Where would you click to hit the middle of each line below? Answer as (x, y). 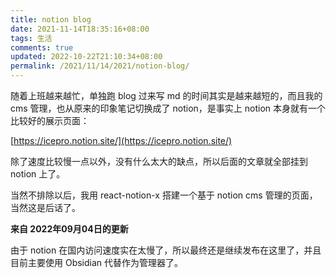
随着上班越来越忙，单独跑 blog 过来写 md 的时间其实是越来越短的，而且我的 (166, 95)
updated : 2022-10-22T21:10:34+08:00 (86, 57)
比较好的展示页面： (50, 120)
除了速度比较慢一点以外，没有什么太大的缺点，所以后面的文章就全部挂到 (159, 161)
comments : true (42, 47)
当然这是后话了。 (45, 207)
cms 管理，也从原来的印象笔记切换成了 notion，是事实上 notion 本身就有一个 (168, 108)
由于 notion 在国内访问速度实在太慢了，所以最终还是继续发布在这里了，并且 (166, 250)
